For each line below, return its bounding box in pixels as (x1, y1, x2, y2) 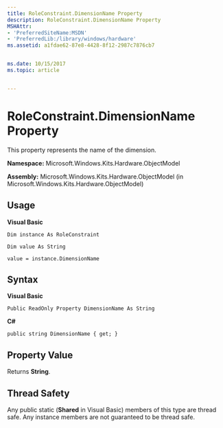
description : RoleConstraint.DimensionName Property (7, 16, 161, 23)
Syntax (7, 273, 38, 285)
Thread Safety (7, 387, 70, 399)
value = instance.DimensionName (7, 255, 99, 262)
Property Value (7, 349, 73, 361)
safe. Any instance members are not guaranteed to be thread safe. (7, 413, 196, 421)
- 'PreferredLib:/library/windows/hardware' (7, 36, 137, 43)
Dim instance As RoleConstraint (7, 231, 99, 238)
